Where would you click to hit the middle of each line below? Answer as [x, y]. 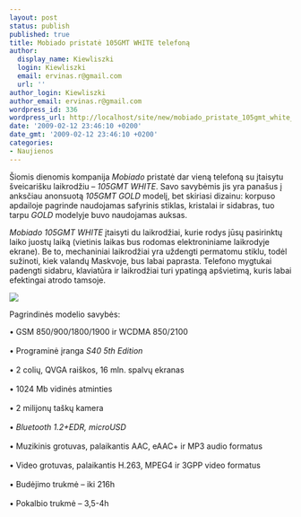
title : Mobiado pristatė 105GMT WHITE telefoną [100, 43]
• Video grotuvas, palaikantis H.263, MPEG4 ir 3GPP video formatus [135, 465]
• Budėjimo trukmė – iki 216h [62, 484]
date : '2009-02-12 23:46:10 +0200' [76, 127]
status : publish [39, 26]
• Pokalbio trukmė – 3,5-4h [59, 503]
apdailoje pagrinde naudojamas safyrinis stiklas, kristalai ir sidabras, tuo [142, 205]
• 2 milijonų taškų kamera [56, 407]
